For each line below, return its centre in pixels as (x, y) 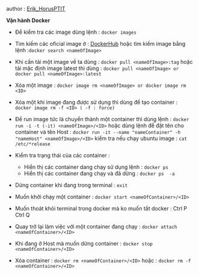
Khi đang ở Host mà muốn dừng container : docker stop (84, 243)
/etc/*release (32, 144)
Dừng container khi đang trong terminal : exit (71, 185)
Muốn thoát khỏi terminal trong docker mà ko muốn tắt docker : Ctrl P (101, 208)
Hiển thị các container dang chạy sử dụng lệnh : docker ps (96, 167)
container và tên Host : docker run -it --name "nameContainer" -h (98, 132)
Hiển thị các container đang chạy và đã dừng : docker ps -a (99, 173)
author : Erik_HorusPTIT (36, 9)
